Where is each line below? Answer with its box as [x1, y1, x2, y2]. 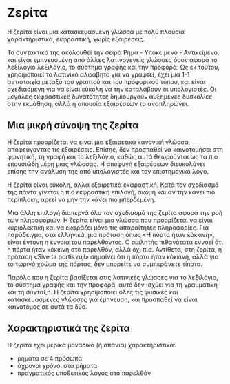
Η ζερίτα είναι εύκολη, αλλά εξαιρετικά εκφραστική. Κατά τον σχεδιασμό [7, 181, 219, 189]
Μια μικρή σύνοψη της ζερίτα [7, 119, 139, 132]
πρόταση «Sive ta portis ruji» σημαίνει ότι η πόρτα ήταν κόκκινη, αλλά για [7, 252, 219, 261]
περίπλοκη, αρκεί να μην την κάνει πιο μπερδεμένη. [7, 195, 156, 203]
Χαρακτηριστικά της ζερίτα [7, 323, 131, 334]
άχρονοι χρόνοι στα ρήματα [17, 361, 98, 370]
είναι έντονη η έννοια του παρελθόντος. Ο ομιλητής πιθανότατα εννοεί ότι [7, 238, 224, 246]
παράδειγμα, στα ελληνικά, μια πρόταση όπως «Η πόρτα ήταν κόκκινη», [7, 230, 215, 239]
